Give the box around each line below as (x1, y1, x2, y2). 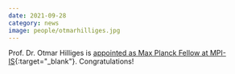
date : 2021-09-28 (8, 11, 67, 20)
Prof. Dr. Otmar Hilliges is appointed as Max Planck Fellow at (8, 49, 208, 58)
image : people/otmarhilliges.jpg (8, 26, 121, 34)
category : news (8, 19, 60, 27)
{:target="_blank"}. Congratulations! (14, 56, 134, 66)
